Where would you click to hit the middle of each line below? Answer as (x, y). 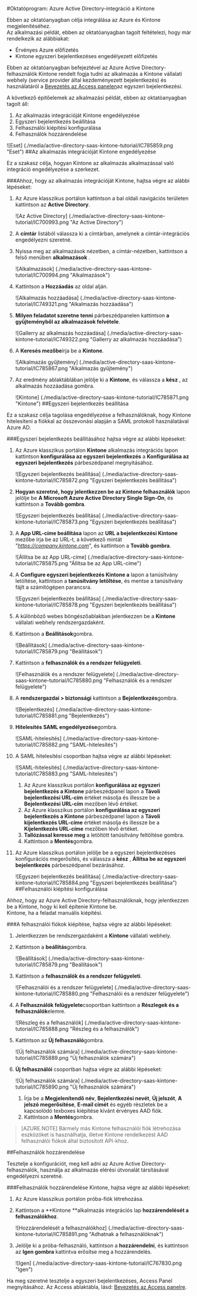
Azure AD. (19, 427)
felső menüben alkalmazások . (52, 257)
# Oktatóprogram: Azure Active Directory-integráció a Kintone (81, 9)
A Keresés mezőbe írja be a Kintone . (60, 351)
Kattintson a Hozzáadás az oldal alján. (61, 286)
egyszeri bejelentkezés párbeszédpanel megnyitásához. (84, 463)
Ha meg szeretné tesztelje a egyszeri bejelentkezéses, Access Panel (89, 1281)
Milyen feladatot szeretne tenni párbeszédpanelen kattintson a (92, 315)
